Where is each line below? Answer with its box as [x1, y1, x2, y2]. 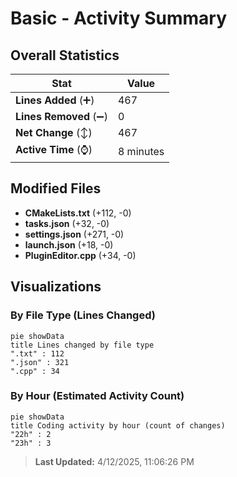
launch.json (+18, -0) [24, 238, 114, 251]
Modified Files [10, 180, 102, 197]
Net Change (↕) [15, 126, 93, 139]
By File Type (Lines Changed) [10, 308, 156, 322]
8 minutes [117, 144, 165, 158]
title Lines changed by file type [10, 340, 155, 350]
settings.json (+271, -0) [24, 228, 125, 240]
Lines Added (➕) [15, 93, 95, 107]
